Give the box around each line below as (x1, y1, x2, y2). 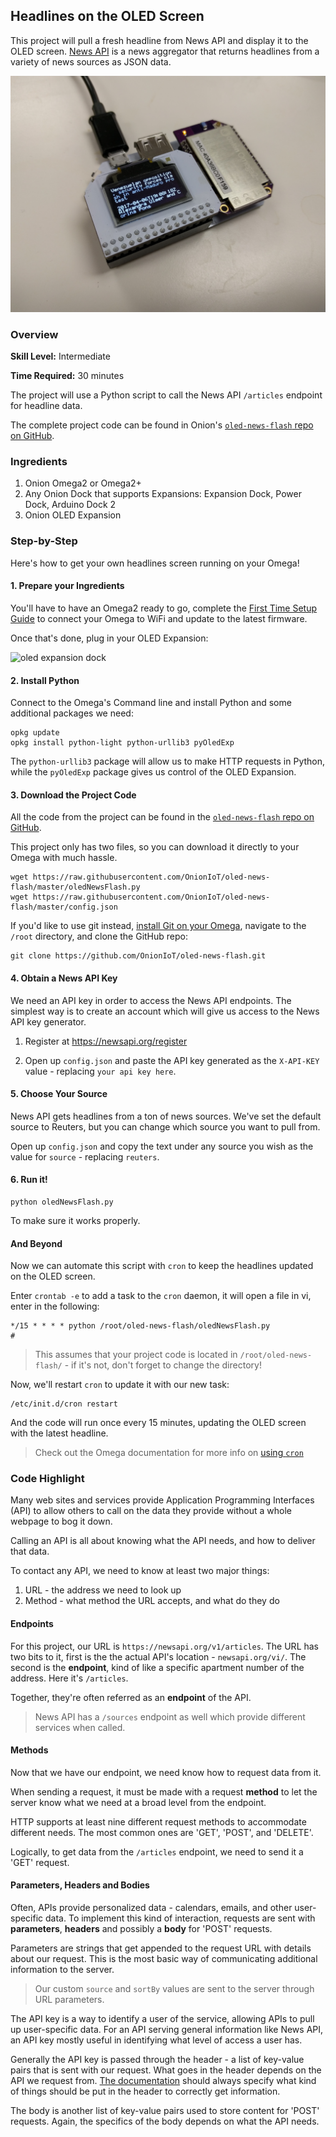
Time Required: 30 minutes (10, 370, 125, 382)
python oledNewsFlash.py (10, 1197, 114, 1207)
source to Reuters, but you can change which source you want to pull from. (10, 1120, 321, 1133)
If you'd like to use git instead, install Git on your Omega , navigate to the (10, 920, 307, 932)
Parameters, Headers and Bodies (10, 1879, 150, 1891)
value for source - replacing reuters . (10, 1150, 160, 1163)
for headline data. (10, 400, 83, 412)
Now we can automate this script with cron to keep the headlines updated (10, 1260, 314, 1272)
